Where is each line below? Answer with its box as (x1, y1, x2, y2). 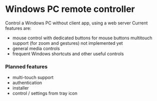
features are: (5, 25, 31, 31)
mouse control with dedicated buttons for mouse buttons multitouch (12, 35, 153, 41)
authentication (12, 80, 42, 86)
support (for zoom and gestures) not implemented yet (12, 40, 123, 46)
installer (12, 85, 29, 91)
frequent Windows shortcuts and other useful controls (12, 51, 124, 57)
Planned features (5, 63, 48, 70)
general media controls (12, 45, 60, 51)
